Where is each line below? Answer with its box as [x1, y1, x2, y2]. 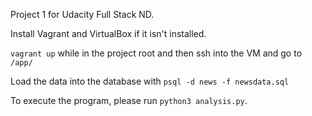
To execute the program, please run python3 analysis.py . [10, 95, 248, 106]
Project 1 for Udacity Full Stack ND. [10, 9, 155, 20]
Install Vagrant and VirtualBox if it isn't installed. [10, 28, 207, 39]
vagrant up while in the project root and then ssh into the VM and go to [10, 47, 303, 59]
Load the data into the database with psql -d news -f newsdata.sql [10, 75, 290, 87]
